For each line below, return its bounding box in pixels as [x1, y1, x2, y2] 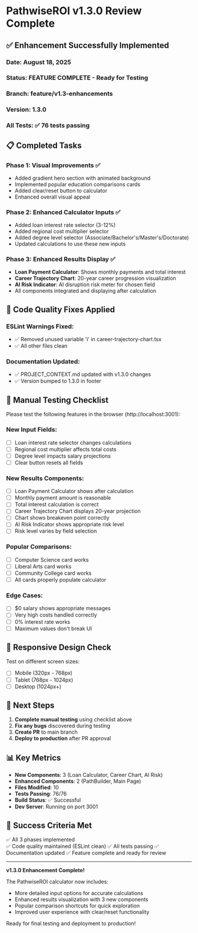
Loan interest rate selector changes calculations [14, 439, 131, 446]
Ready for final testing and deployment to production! [6, 920, 136, 927]
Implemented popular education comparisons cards [14, 180, 141, 187]
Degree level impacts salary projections [14, 452, 111, 459]
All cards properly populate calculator [14, 576, 107, 584]
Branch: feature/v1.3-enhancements [6, 90, 113, 98]
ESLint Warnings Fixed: [6, 322, 74, 331]
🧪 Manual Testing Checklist [6, 395, 109, 405]
